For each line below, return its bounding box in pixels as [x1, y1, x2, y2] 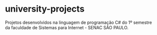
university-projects [5, 3, 85, 15]
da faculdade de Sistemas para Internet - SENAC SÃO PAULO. [5, 24, 129, 30]
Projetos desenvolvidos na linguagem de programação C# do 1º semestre [5, 19, 152, 25]
